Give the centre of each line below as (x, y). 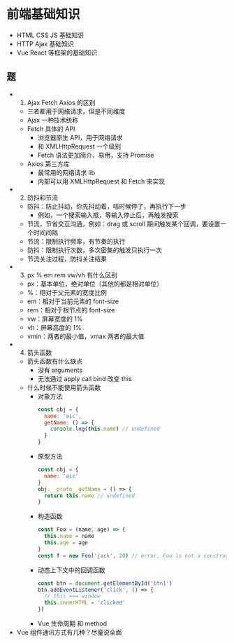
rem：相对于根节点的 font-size (71, 310)
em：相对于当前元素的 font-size (73, 301)
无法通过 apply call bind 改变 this (85, 378)
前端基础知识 (44, 14)
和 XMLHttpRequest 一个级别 (79, 146)
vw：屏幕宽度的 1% (55, 319)
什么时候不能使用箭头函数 (64, 387)
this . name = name (69, 537)
